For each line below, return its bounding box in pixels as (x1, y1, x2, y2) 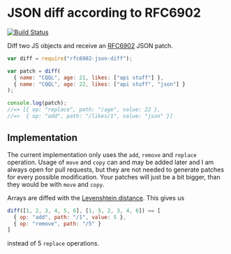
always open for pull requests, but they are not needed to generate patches (7, 165, 225, 174)
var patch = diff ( (7, 68, 61, 75)
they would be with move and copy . (7, 180, 105, 188)
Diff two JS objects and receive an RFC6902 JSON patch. (7, 41, 173, 50)
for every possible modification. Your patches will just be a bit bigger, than (7, 172, 221, 181)
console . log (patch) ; (7, 100, 68, 107)
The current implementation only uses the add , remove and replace (7, 150, 197, 158)
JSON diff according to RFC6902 (7, 5, 201, 21)
